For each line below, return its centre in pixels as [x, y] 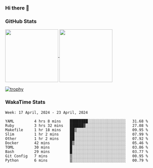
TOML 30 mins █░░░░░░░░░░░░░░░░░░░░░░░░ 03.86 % [77, 147]
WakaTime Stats [25, 102]
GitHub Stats [21, 21]
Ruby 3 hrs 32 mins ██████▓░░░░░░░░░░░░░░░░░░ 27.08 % [77, 126]
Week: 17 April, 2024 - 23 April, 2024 [47, 112]
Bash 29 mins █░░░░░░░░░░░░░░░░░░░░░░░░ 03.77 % [77, 152]
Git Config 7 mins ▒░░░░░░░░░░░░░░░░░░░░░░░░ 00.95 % [77, 156]
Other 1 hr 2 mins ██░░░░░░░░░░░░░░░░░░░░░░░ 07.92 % [77, 139]
